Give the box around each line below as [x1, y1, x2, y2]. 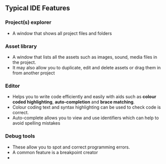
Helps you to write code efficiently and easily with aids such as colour [12, 94, 157, 100]
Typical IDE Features [5, 4, 71, 12]
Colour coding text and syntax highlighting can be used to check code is [12, 104, 161, 110]
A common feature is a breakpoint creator [12, 149, 98, 155]
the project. [12, 59, 36, 65]
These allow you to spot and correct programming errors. [12, 144, 130, 150]
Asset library [5, 42, 37, 49]
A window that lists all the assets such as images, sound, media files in [12, 54, 158, 60]
